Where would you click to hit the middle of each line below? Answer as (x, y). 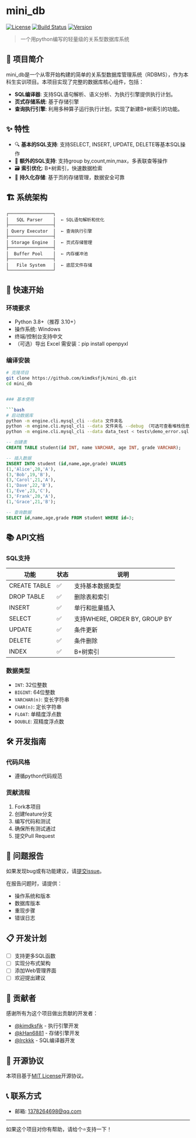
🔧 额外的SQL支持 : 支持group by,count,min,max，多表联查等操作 (91, 161)
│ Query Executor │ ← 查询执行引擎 (49, 231)
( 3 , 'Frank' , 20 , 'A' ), (31, 496)
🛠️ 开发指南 (26, 741)
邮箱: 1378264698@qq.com (48, 1111)
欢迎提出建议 (30, 978)
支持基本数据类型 (97, 586)
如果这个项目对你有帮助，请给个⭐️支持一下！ (59, 1129)
